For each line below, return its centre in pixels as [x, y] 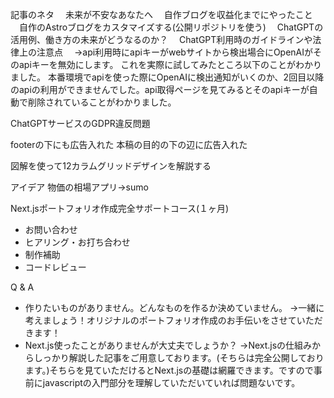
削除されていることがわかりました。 [102, 102]
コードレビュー [55, 267]
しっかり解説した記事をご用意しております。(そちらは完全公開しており [179, 357]
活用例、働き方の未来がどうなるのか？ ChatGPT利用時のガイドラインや [161, 39]
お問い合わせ [51, 229]
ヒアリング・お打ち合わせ [77, 242]
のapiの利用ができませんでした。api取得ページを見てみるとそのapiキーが [160, 89]
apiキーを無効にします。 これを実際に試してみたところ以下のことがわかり [170, 64]
